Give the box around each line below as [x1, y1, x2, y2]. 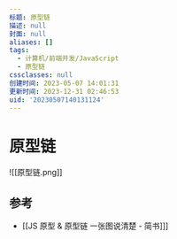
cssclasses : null [9, 71, 73, 80]
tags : [9, 46, 29, 55]
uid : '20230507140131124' [9, 95, 104, 104]
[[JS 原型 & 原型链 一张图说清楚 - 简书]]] [21, 220, 169, 231]
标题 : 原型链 [9, 12, 50, 22]
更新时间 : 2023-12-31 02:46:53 [9, 87, 119, 96]
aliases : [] [9, 37, 53, 47]
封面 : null [9, 29, 47, 38]
